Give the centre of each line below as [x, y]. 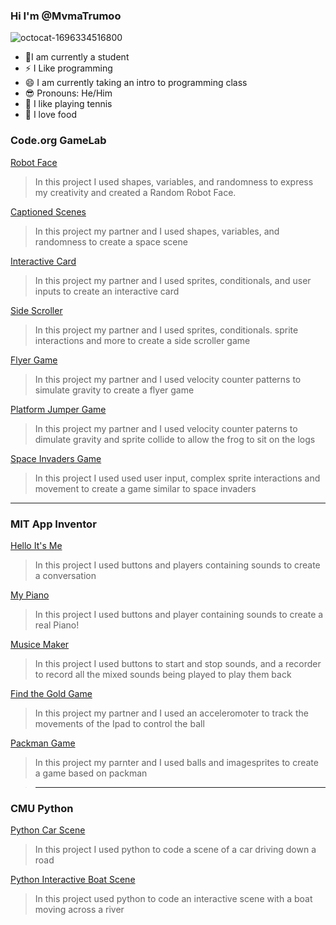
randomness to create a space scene [111, 241]
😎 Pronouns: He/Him [68, 93]
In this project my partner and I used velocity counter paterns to [166, 428]
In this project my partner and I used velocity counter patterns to [168, 379]
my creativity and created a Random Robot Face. [135, 192]
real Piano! [57, 625]
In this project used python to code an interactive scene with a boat [173, 899]
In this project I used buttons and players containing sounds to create [177, 565]
